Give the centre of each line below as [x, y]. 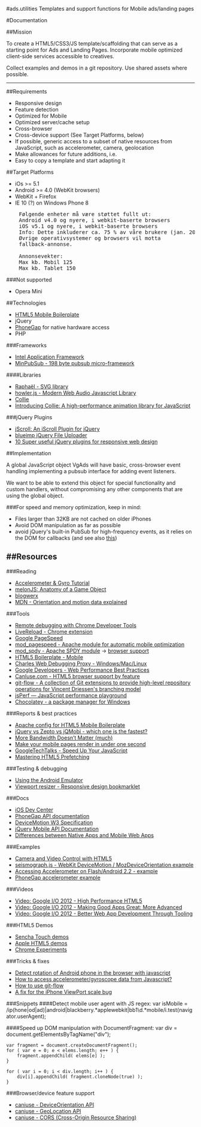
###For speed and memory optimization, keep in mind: [74, 507]
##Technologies [26, 303]
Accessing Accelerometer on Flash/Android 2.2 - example [86, 871]
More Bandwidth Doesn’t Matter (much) [64, 738]
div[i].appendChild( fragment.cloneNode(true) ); [80, 1077]
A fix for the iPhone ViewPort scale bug [63, 991]
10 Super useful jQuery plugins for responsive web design [86, 441]
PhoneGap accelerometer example [57, 877]
